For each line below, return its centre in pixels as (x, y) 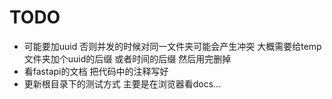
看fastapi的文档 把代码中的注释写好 (96, 71)
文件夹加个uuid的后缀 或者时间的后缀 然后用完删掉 (127, 58)
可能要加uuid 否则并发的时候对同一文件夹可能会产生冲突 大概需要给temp (172, 46)
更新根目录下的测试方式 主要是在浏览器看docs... (122, 83)
